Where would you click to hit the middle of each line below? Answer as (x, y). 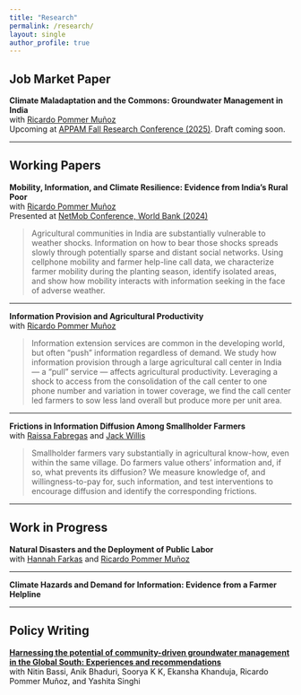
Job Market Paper (60, 78)
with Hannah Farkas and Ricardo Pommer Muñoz (99, 559)
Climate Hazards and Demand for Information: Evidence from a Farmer (143, 585)
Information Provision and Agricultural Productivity (107, 316)
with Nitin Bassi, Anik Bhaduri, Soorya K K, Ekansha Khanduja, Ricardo (139, 671)
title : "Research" (43, 17)
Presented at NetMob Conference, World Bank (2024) (109, 215)
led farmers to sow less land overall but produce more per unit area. (156, 400)
